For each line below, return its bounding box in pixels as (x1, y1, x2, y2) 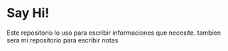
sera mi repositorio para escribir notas (6, 35, 119, 44)
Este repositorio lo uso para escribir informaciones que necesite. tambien (6, 28, 222, 37)
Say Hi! (6, 5, 50, 21)
